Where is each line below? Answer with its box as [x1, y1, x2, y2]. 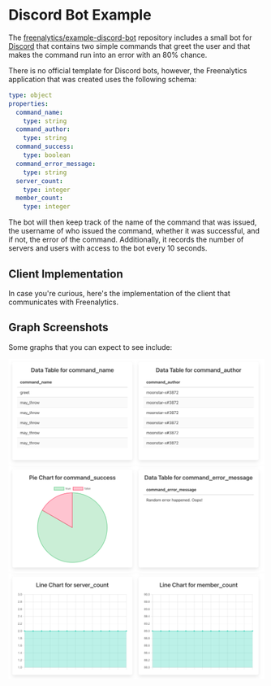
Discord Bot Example [8, 6, 152, 24]
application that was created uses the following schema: [8, 74, 197, 84]
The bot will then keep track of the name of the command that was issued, [8, 217, 257, 227]
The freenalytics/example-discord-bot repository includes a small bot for [8, 33, 252, 42]
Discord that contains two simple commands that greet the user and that [8, 41, 251, 50]
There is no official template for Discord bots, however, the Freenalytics [8, 65, 247, 75]
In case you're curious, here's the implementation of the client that [8, 289, 231, 298]
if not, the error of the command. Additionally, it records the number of [8, 234, 244, 245]
